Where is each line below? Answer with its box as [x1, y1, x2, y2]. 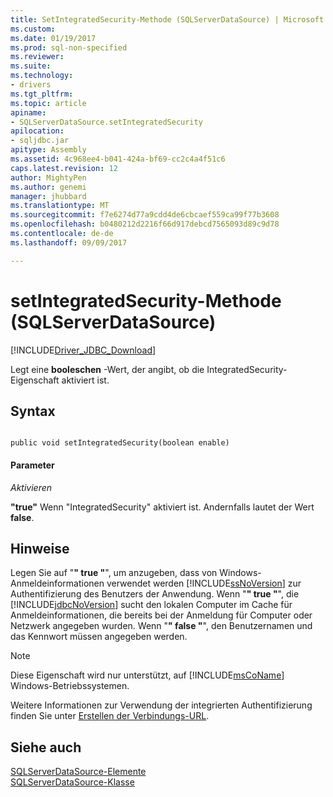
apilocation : [10, 126, 65, 136]
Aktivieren [10, 481, 53, 493]
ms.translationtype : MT [10, 201, 110, 211]
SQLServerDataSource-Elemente [10, 766, 147, 778]
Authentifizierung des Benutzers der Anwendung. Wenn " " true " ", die [10, 588, 300, 600]
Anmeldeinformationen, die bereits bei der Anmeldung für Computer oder [10, 609, 313, 621]
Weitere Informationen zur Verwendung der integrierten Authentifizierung [10, 699, 313, 711]
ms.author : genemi [10, 182, 87, 192]
